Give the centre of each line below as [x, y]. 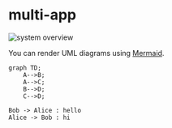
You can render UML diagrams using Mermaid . [86, 53]
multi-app [43, 15]
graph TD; [25, 68]
